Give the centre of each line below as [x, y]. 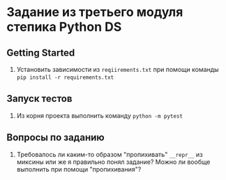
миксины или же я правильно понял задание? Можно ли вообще [113, 162]
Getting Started [41, 53]
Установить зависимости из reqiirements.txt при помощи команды [118, 69]
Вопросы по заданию [56, 138]
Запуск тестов [39, 99]
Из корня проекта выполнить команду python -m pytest [99, 115]
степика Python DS [64, 27]
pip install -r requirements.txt [65, 77]
